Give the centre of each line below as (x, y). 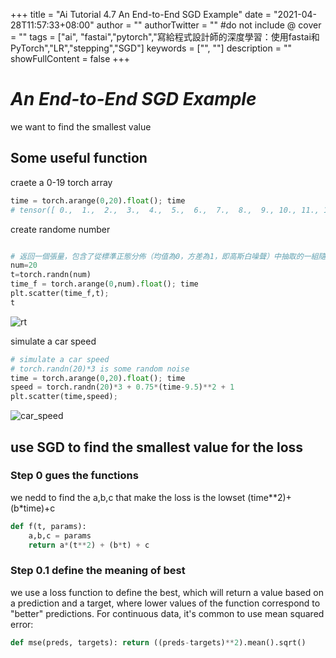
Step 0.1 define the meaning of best (98, 571)
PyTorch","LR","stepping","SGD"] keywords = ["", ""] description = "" (151, 48)
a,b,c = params (60, 535)
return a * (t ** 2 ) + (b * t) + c (89, 545)
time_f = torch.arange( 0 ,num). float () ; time (104, 284)
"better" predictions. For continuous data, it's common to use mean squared (167, 613)
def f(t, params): (48, 526)
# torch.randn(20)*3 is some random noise (100, 369)
